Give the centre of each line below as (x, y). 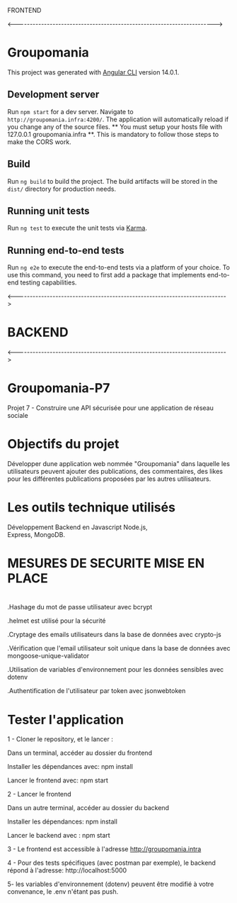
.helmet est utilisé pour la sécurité (57, 621)
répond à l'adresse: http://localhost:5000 (67, 870)
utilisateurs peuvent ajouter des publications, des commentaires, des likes (115, 471)
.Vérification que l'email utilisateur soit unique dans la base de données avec (119, 648)
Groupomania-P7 (59, 388)
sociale (18, 416)
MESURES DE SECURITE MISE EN (106, 564)
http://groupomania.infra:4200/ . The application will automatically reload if (118, 119)
